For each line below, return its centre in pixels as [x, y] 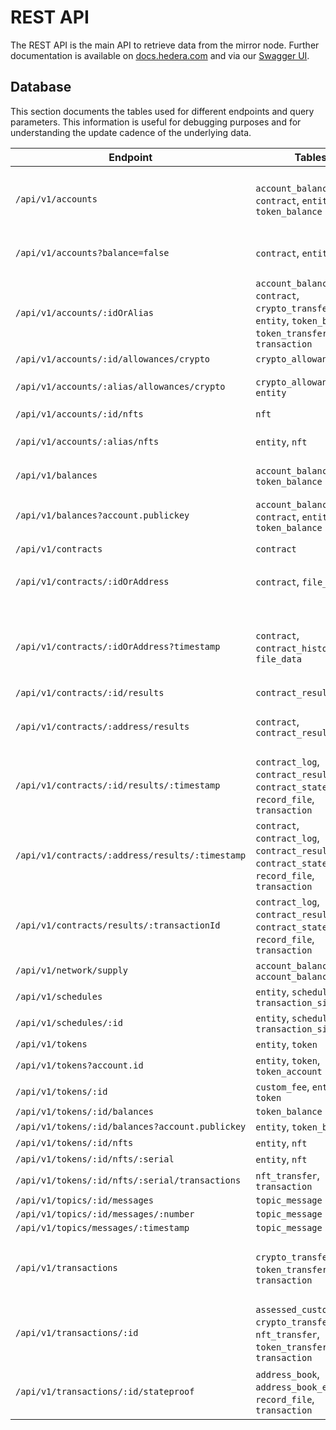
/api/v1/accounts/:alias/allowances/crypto [120, 386]
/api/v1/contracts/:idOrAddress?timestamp [118, 646]
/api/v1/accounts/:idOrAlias [84, 312]
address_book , [287, 1374]
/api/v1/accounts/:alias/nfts [87, 441]
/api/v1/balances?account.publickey [102, 515]
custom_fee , [282, 1086]
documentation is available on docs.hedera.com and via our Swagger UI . [160, 55]
